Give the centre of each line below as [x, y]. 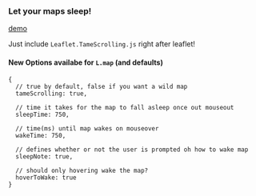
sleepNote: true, [44, 156]
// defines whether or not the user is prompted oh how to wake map [132, 150]
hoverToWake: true [46, 178]
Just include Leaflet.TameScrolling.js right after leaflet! [102, 44]
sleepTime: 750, [42, 114]
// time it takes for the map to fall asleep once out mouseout [125, 107]
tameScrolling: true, [52, 94]
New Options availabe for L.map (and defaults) [86, 62]
